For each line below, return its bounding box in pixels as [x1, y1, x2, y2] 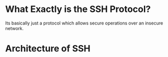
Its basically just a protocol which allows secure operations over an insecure [5, 20, 163, 26]
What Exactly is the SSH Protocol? [5, 3, 151, 15]
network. [5, 25, 24, 31]
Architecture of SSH [5, 43, 91, 54]
